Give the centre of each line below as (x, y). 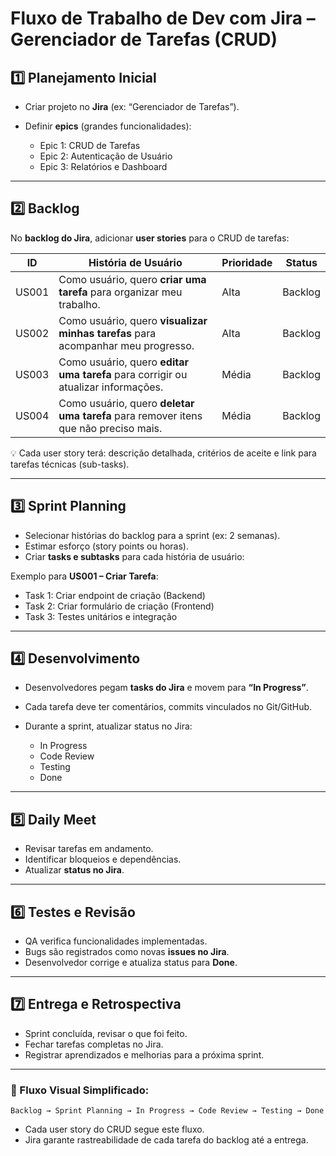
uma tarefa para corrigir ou (123, 374)
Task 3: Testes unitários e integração (101, 616)
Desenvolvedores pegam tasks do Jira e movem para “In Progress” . (166, 688)
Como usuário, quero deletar (126, 403)
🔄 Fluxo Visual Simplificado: (80, 1090)
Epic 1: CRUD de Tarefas (90, 145)
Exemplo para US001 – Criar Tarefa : (84, 576)
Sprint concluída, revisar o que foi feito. (106, 1033)
